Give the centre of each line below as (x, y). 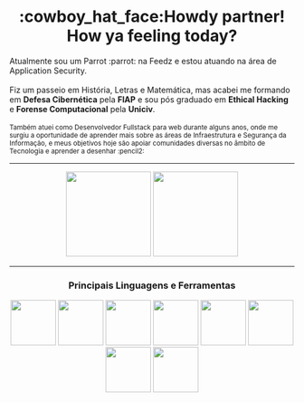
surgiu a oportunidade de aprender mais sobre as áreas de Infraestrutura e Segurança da (148, 135)
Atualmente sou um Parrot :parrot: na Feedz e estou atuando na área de (143, 61)
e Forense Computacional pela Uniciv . (82, 109)
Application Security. (48, 71)
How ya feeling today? (152, 36)
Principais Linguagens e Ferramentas (152, 285)
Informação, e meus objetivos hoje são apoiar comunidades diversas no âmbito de (138, 143)
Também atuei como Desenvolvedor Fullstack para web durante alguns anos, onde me (144, 127)
